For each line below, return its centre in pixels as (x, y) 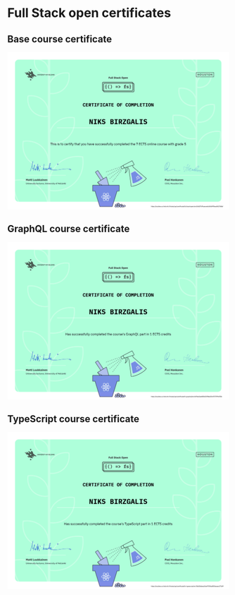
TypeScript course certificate (73, 419)
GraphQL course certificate (69, 229)
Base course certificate (60, 39)
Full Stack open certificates (89, 13)
